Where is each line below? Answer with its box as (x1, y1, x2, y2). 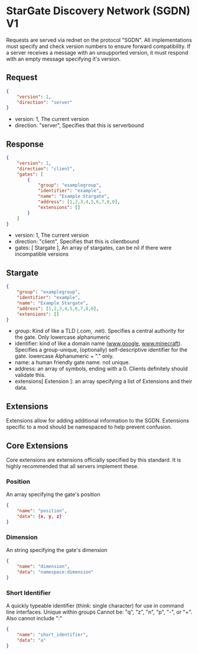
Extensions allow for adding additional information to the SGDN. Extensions (6, 417, 189, 424)
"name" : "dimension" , (17, 563, 70, 569)
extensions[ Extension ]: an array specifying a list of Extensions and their (14, 378, 193, 385)
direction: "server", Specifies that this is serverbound (14, 122, 144, 129)
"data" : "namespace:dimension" (17, 569, 94, 575)
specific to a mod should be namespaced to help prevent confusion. (6, 423, 173, 431)
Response (6, 139, 44, 149)
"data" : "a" (17, 637, 46, 643)
